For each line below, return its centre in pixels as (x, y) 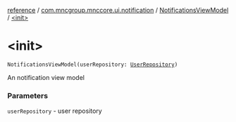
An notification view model (46, 77)
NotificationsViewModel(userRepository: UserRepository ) (93, 65)
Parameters (27, 95)
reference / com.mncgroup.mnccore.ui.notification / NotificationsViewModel (118, 10)
